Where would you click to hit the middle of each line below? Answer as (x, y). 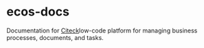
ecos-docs (38, 12)
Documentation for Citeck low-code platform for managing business (102, 30)
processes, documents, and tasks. (55, 37)
